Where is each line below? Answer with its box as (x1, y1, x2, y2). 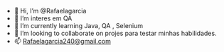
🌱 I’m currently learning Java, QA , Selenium (14, 22, 144, 30)
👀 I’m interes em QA (14, 14, 73, 22)
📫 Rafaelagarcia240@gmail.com (14, 37, 112, 45)
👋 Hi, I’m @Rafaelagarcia (14, 7, 87, 15)
